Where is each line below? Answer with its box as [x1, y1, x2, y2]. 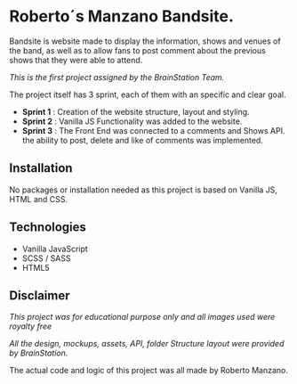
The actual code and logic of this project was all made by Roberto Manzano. [9, 365, 289, 376]
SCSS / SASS [21, 252, 71, 264]
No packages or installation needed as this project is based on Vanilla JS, [9, 184, 278, 195]
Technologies [9, 220, 87, 235]
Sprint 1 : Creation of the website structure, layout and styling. [21, 106, 251, 117]
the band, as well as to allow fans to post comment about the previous [9, 45, 267, 55]
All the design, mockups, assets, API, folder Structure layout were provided [9, 339, 285, 349]
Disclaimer [9, 288, 70, 303]
